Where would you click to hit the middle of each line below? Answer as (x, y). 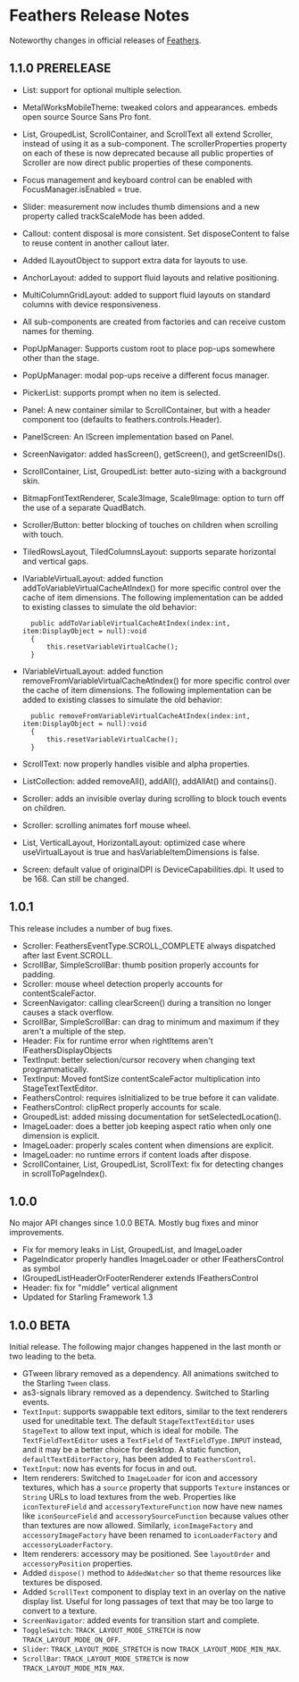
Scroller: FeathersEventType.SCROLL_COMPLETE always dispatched (149, 946)
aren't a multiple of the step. (74, 1031)
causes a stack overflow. (68, 1012)
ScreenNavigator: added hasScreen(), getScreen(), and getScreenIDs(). (154, 454)
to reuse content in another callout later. (96, 243)
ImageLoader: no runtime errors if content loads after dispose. (137, 1154)
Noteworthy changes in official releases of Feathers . (105, 40)
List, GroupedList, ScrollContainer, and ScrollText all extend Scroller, (148, 134)
